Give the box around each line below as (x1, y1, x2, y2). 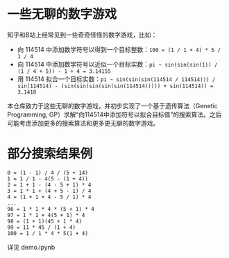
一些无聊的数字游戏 (7, 6, 117, 22)
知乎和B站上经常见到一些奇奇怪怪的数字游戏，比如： (7, 31, 158, 39)
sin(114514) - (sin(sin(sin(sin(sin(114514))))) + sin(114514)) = (17, 83, 214, 89)
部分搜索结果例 (7, 146, 93, 162)
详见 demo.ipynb (7, 243, 56, 251)
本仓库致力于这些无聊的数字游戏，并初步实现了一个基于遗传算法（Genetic (7, 101, 219, 110)
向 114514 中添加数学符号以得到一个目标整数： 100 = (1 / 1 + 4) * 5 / (17, 45, 221, 53)
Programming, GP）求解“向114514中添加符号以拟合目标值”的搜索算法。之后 (7, 110, 222, 119)
